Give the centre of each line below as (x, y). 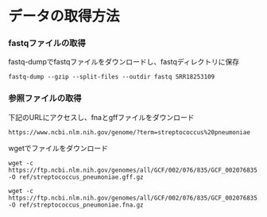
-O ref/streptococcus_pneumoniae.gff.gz (76, 177)
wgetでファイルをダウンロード (58, 148)
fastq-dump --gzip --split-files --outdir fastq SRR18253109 (112, 77)
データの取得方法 (64, 16)
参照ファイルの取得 (45, 99)
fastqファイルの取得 (47, 43)
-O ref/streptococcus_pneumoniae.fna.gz (76, 205)
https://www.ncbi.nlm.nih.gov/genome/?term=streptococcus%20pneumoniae (129, 132)
